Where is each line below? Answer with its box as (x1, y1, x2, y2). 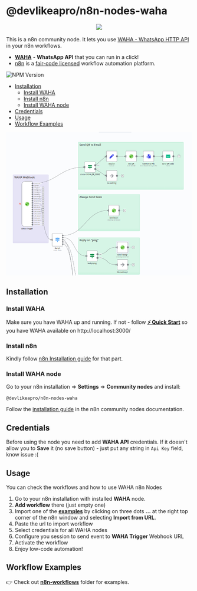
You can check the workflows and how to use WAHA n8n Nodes (6, 484, 162, 491)
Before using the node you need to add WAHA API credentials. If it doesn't (6, 438, 188, 446)
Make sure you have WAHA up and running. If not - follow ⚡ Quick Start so (6, 319, 188, 326)
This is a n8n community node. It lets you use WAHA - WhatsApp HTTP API (6, 35, 189, 42)
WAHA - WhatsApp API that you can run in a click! (14, 53, 139, 60)
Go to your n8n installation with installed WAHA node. (14, 495, 146, 502)
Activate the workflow (14, 539, 68, 546)
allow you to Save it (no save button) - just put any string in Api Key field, (6, 445, 183, 452)
